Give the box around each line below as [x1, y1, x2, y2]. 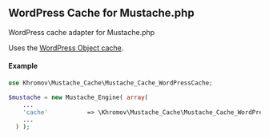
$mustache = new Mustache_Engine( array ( [8, 93, 149, 101]
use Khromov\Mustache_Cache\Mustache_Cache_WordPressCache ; [8, 79, 214, 87]
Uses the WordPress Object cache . [8, 43, 124, 53]
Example [8, 61, 38, 71]
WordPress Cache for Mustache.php [8, 6, 195, 20]
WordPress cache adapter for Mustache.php [8, 27, 155, 37]
